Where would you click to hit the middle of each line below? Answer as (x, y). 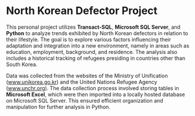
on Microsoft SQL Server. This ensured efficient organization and (85, 100)
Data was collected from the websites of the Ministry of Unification (87, 76)
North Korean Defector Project (82, 11)
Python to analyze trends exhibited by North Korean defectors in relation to (97, 33)
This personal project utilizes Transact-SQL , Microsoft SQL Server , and (93, 27)
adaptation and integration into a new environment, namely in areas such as (98, 46)
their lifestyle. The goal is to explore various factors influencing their (89, 39)
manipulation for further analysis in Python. (58, 107)
